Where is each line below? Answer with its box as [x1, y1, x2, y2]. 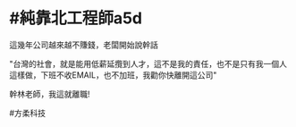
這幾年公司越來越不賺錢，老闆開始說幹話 [9, 39, 158, 50]
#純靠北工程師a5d [9, 8, 143, 29]
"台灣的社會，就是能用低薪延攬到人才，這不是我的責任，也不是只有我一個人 [9, 58, 288, 69]
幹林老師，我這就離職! [9, 89, 91, 99]
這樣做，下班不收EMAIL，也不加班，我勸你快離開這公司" [9, 69, 217, 80]
